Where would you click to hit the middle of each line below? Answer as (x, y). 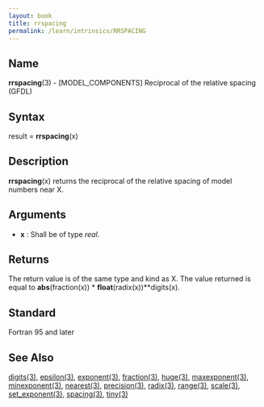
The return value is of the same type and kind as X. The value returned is (130, 279)
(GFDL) (20, 91)
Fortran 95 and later (42, 332)
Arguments (38, 215)
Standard (32, 312)
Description (38, 162)
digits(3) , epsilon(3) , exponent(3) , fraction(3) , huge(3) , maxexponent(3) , (128, 377)
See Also (31, 357)
